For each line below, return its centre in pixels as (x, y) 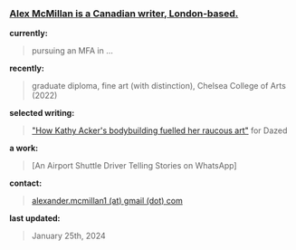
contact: (26, 183)
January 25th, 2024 (68, 236)
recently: (27, 68)
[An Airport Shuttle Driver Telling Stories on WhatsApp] (134, 166)
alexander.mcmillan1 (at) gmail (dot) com (107, 201)
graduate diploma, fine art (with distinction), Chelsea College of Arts (159, 86)
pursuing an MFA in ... (72, 51)
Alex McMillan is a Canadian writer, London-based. (124, 14)
